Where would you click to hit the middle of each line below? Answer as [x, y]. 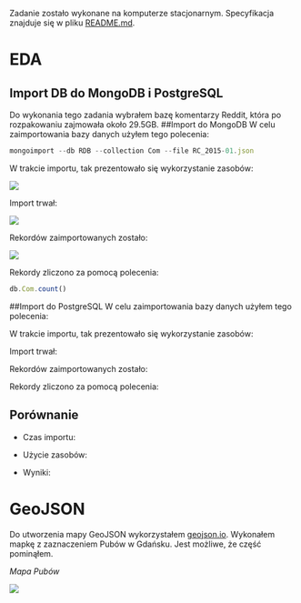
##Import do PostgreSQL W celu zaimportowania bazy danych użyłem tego [151, 306]
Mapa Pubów [35, 571]
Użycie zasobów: [55, 455]
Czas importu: [49, 437]
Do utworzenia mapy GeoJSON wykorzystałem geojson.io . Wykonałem [142, 534]
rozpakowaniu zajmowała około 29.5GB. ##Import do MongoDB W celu [142, 125]
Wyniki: [37, 472]
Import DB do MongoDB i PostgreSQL [116, 93]
